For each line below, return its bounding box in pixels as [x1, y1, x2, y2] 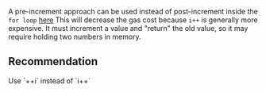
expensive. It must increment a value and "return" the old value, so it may [8, 24, 249, 33]
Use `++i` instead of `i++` [8, 75, 91, 86]
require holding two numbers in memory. [8, 32, 141, 41]
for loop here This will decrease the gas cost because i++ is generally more [8, 15, 258, 25]
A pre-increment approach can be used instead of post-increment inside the [8, 7, 258, 16]
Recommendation [8, 55, 98, 68]
